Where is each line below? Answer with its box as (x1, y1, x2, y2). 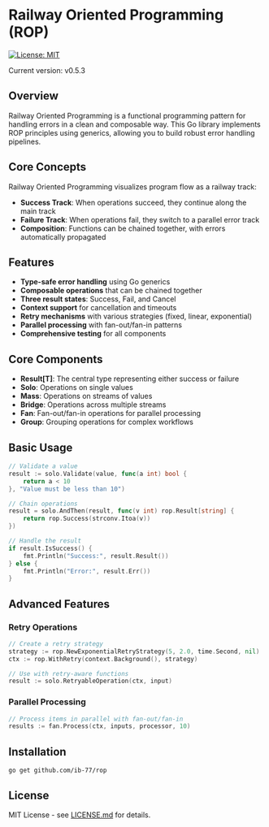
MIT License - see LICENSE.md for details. (8, 810, 151, 820)
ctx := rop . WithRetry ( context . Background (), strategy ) (8, 655, 198, 663)
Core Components (8, 352, 103, 366)
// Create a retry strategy (8, 639, 104, 647)
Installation (8, 745, 67, 759)
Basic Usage (8, 440, 73, 454)
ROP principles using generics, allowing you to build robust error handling (8, 128, 255, 137)
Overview (8, 89, 59, 103)
